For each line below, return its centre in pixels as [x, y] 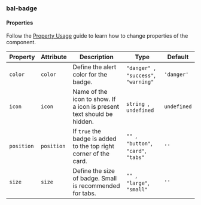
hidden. [83, 122]
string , [138, 104]
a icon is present [96, 107]
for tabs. [85, 194]
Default [178, 57]
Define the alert [95, 67]
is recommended [97, 186]
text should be [93, 114]
